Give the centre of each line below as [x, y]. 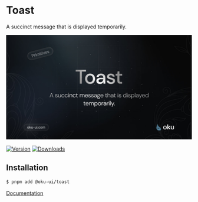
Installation [27, 167]
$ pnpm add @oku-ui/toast [38, 182]
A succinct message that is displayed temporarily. [66, 27]
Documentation [25, 193]
